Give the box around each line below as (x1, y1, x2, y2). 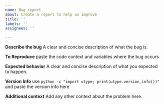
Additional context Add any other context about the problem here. (5, 93, 142, 99)
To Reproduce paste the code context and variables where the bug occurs (5, 53, 159, 60)
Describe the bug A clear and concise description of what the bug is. (5, 44, 148, 50)
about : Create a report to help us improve (5, 12, 97, 17)
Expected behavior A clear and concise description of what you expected (5, 63, 158, 69)
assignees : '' (5, 26, 35, 31)
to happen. (5, 68, 27, 75)
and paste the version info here (5, 83, 69, 90)
